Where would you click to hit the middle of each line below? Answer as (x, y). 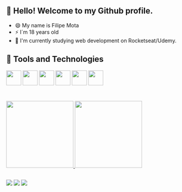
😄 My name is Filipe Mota (47, 25)
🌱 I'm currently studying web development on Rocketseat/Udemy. (96, 40)
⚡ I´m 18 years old (37, 32)
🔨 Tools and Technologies (55, 59)
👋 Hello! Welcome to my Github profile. (80, 11)
